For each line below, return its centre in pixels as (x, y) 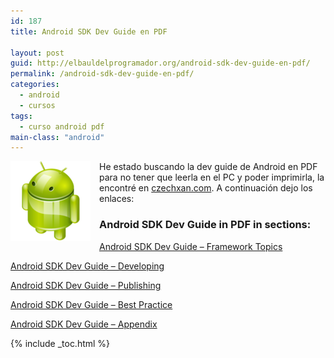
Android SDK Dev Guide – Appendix (84, 324)
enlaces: (117, 199)
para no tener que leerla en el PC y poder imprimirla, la (212, 177)
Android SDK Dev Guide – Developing (87, 266)
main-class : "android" (57, 137)
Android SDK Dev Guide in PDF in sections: (205, 225)
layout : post (37, 53)
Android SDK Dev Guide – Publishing (86, 285)
